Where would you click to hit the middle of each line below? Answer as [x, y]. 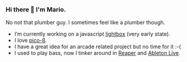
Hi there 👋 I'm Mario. [36, 10]
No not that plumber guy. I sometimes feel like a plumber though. [85, 23]
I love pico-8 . [30, 41]
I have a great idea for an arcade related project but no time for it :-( [98, 46]
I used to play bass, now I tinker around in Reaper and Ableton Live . [97, 53]
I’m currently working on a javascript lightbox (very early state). [92, 34]
